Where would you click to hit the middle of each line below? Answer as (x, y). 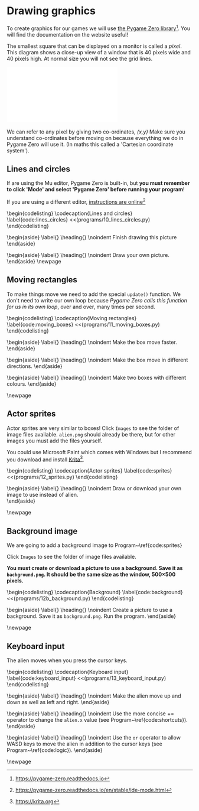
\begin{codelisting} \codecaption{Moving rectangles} (72, 318)
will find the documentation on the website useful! (68, 34)
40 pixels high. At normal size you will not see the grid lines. (80, 58)
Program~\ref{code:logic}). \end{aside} (55, 750)
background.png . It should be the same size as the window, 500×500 (91, 575)
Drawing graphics (51, 11)
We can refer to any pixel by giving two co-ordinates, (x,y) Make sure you (96, 132)
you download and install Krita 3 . (45, 459)
